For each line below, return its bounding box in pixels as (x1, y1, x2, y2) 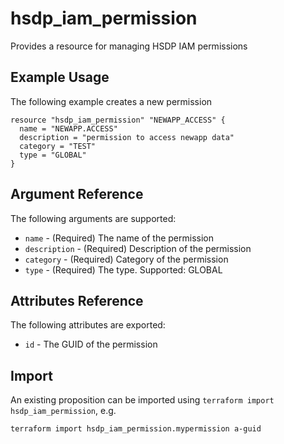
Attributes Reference (10, 292, 144, 309)
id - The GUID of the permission (24, 338, 158, 351)
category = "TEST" (19, 141, 97, 151)
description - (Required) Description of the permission (24, 242, 252, 254)
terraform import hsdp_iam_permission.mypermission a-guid (10, 424, 262, 434)
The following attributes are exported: (10, 319, 166, 331)
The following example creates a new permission (10, 95, 213, 107)
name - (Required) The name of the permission (24, 232, 214, 244)
